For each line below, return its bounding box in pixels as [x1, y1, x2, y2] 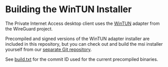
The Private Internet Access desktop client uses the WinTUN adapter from [5, 20, 160, 26]
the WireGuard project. [5, 25, 53, 31]
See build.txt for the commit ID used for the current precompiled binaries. [5, 56, 158, 62]
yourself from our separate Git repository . [5, 46, 92, 52]
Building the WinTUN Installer [5, 4, 132, 15]
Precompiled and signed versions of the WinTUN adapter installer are [5, 36, 150, 42]
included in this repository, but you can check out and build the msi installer [5, 41, 163, 47]
